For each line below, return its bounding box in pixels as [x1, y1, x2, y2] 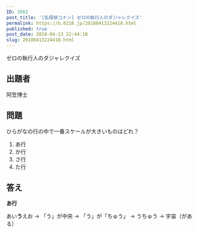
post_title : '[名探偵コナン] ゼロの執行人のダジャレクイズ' [6, 15, 142, 21]
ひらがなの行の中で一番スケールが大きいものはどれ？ [6, 128, 139, 135]
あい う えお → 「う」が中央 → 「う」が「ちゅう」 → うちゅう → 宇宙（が [6, 212, 187, 220]
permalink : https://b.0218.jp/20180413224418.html [6, 20, 137, 26]
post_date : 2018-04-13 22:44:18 [6, 31, 88, 38]
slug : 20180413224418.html [6, 37, 74, 43]
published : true [6, 25, 47, 32]
